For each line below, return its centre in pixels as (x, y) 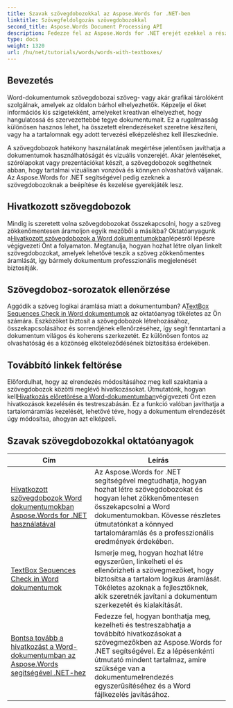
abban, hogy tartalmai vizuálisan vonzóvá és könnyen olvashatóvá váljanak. (115, 170)
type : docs (23, 40)
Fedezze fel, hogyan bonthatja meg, (153, 616)
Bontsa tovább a (37, 638)
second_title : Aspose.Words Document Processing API (85, 26)
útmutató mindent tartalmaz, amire (150, 659)
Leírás (158, 460)
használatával (33, 524)
